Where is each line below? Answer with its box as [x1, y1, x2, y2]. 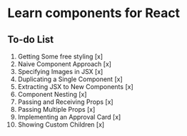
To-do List [7, 33, 54, 46]
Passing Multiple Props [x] [17, 105, 96, 113]
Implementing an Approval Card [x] [17, 113, 121, 121]
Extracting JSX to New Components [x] [17, 83, 133, 90]
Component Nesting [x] [17, 90, 87, 98]
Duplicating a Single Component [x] [17, 75, 123, 83]
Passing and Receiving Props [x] [17, 98, 113, 106]
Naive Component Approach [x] [17, 60, 112, 68]
